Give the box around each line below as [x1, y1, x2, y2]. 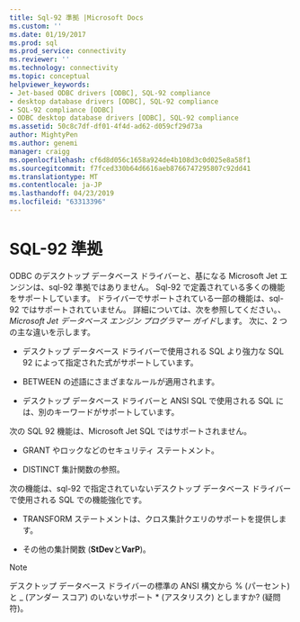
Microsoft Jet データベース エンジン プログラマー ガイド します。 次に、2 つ [9, 315, 287, 326]
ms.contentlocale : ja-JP [9, 181, 102, 190]
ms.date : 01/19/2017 [9, 30, 87, 39]
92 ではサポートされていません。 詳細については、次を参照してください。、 [9, 303, 286, 315]
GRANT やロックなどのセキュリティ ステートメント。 [22, 445, 220, 455]
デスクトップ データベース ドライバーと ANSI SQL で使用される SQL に [22, 395, 285, 406]
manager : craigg [9, 147, 70, 156]
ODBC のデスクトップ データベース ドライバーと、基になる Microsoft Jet [9, 270, 278, 281]
